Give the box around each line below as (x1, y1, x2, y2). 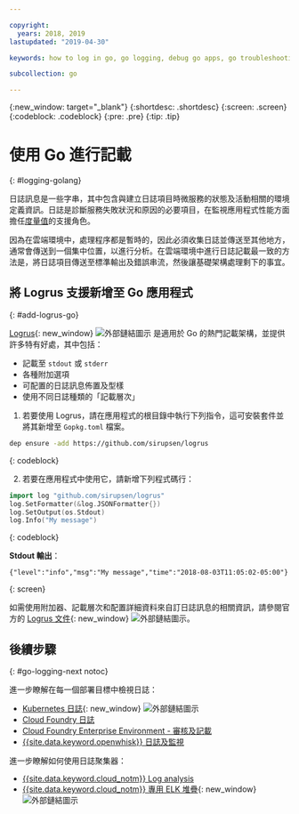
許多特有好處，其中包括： (9, 339, 103, 350)
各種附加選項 (21, 368, 69, 379)
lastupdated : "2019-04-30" (9, 37, 109, 46)
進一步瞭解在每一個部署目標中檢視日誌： (9, 684, 158, 695)
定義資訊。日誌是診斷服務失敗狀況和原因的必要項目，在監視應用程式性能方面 (9, 205, 290, 215)
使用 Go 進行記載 (9, 145, 132, 165)
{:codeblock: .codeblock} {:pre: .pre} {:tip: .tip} (9, 111, 181, 122)
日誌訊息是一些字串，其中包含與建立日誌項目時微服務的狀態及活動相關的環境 (9, 193, 290, 205)
